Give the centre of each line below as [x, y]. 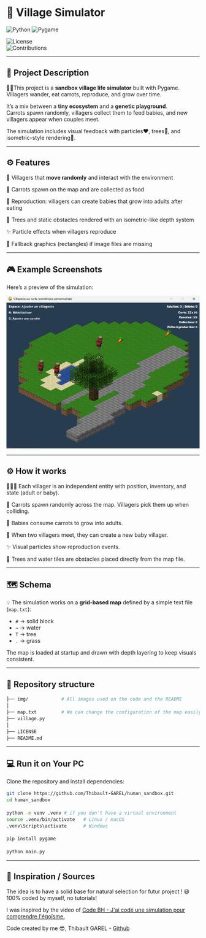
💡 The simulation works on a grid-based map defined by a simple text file [100, 602]
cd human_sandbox [29, 800]
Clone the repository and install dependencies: [65, 782]
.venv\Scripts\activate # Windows [57, 826]
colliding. [18, 511]
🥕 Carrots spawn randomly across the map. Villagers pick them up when [97, 504]
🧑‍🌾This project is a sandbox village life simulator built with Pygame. [93, 88]
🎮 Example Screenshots [54, 269]
